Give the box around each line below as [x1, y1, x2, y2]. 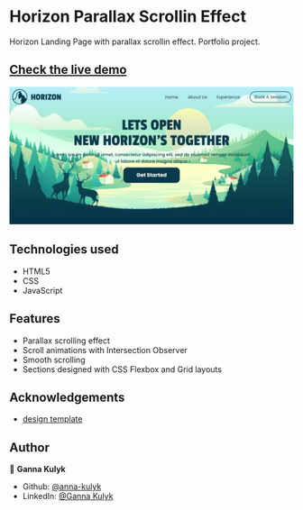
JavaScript [22, 285, 63, 296]
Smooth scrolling [22, 354, 86, 365]
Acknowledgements [9, 389, 125, 405]
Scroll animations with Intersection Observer [22, 344, 188, 355]
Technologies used [9, 241, 119, 258]
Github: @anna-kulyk [22, 481, 102, 492]
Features [9, 311, 60, 326]
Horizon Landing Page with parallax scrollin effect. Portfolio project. [9, 36, 261, 47]
